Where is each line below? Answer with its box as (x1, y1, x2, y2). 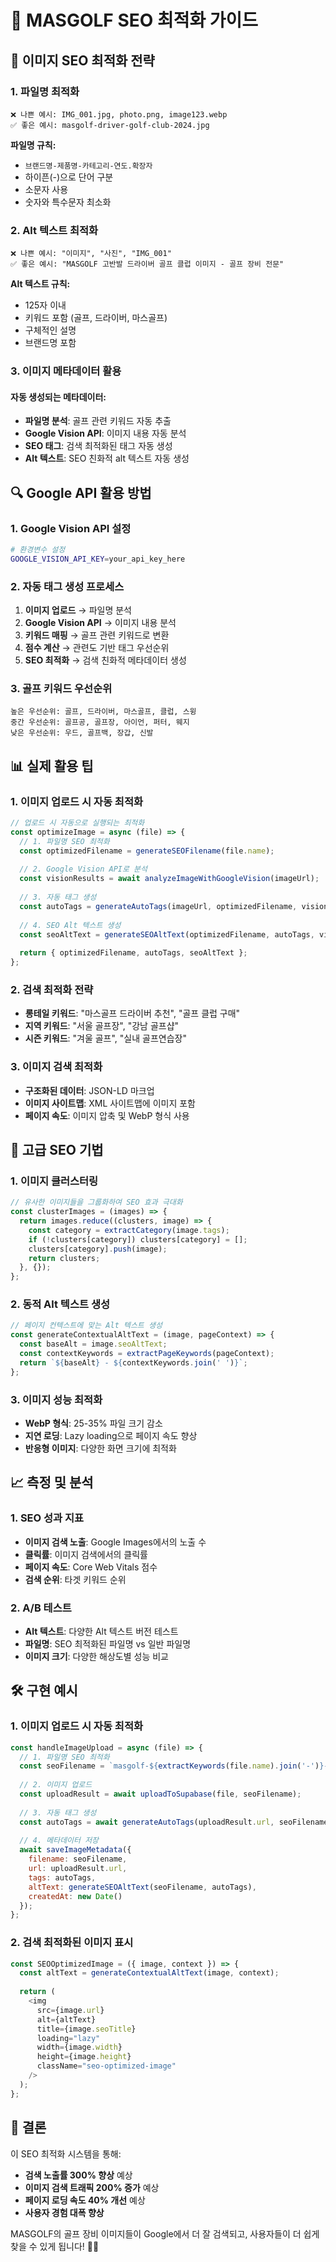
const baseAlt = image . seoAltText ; (19, 1339, 168, 1350)
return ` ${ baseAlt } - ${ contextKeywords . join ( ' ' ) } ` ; (19, 1357, 248, 1368)
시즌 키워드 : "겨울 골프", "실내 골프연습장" (24, 1032, 187, 1045)
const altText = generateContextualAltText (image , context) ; (19, 1968, 280, 1978)
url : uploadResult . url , (28, 1864, 128, 1874)
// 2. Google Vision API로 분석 (19, 864, 148, 875)
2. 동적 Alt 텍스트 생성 (10, 1297, 110, 1311)
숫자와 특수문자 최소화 (24, 196, 112, 208)
